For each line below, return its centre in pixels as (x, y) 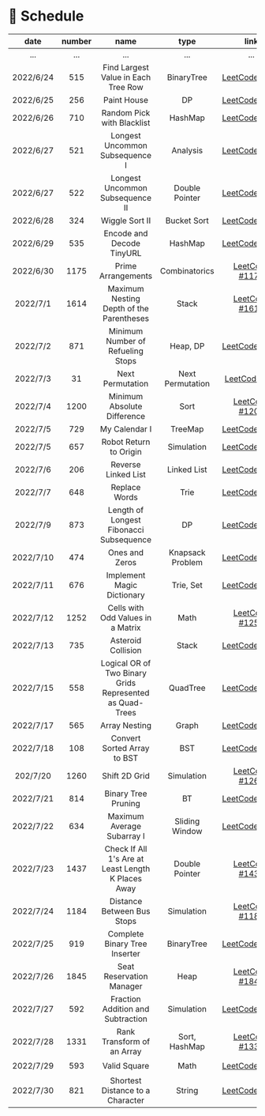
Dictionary (125, 594)
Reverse (125, 464)
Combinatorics (187, 270)
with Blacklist (126, 123)
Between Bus (126, 911)
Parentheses (126, 318)
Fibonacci (126, 530)
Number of (126, 341)
